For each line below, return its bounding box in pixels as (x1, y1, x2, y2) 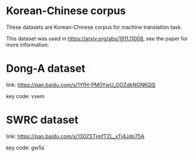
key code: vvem (6, 92, 45, 99)
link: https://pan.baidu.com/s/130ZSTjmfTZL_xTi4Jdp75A (6, 132, 145, 139)
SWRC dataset (6, 113, 79, 127)
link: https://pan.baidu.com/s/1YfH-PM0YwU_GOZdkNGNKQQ (6, 81, 156, 88)
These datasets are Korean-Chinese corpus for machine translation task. (6, 24, 182, 31)
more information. (6, 41, 49, 48)
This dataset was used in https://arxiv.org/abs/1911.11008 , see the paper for (6, 35, 188, 42)
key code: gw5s (6, 144, 45, 151)
